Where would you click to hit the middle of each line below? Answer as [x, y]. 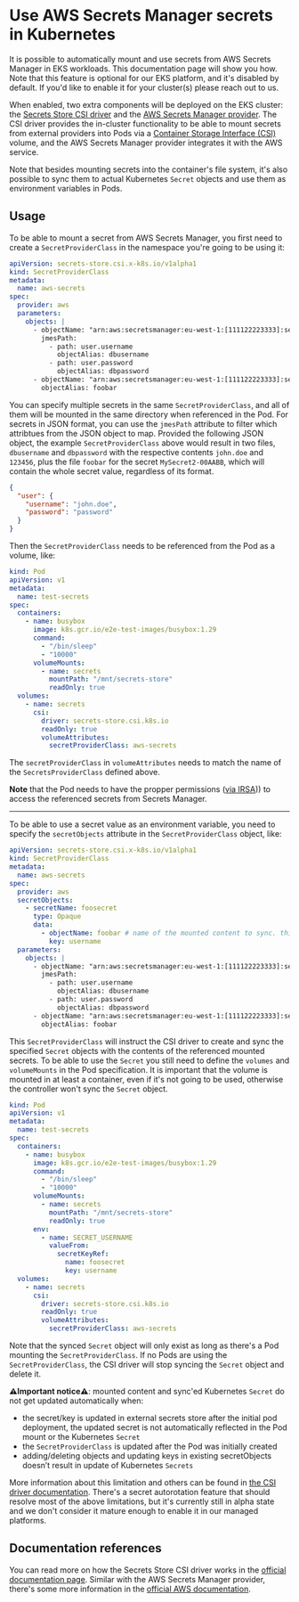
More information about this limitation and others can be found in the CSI [143, 1483]
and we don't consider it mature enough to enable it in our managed [134, 1511]
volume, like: [32, 555]
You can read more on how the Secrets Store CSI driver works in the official [148, 1570]
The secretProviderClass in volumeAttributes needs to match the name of [145, 763]
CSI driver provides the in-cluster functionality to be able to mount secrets [145, 123]
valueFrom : [69, 1246]
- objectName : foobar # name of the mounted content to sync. [159, 933]
